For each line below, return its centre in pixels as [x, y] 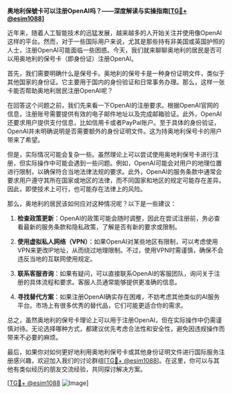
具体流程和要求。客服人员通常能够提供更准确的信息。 [105, 282]
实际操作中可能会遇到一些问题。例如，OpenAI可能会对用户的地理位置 [124, 163]
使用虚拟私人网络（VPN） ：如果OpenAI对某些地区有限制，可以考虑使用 [118, 242]
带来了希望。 [25, 140]
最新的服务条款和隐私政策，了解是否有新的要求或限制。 [102, 227]
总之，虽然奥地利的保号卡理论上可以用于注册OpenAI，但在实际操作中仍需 [112, 320]
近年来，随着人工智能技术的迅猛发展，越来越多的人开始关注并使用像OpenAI [115, 33]
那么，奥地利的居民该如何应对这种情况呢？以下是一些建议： [92, 204]
